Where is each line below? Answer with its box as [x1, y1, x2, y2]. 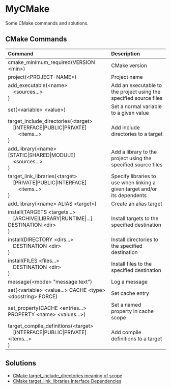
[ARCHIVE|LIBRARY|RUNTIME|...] [13, 214, 93, 222]
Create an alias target [111, 200, 162, 207]
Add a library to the [111, 148, 157, 155]
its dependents [111, 191, 147, 199]
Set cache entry [111, 290, 149, 297]
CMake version [111, 62, 148, 69]
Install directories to [111, 236, 159, 243]
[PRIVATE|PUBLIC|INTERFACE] [13, 179, 87, 186]
